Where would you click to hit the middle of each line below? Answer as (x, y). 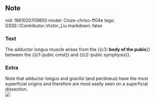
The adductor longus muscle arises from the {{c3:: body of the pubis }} (78, 49)
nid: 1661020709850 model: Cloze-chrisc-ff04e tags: (60, 20)
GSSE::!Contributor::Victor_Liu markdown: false (54, 25)
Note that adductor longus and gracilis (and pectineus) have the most (77, 78)
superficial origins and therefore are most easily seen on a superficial (77, 84)
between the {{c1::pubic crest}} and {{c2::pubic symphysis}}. (68, 55)
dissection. (16, 89)
